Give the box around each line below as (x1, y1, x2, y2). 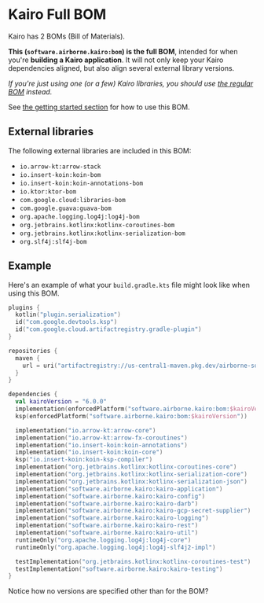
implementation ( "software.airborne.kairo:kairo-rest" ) (15, 521, 199, 530)
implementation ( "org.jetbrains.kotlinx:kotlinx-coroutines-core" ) (15, 463, 237, 471)
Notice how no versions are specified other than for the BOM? (8, 586, 209, 596)
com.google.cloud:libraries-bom (19, 196, 126, 204)
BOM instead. (8, 86, 53, 96)
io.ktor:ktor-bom (19, 187, 77, 196)
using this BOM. (8, 289, 60, 298)
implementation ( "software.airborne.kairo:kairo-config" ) (15, 492, 206, 500)
